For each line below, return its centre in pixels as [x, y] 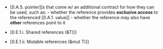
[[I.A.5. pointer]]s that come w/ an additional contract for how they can [82, 7]
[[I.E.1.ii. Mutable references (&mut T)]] [49, 42]
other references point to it [38, 23]
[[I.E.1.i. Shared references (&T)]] [43, 32]
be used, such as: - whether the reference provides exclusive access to [84, 12]
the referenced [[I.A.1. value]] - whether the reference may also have [80, 17]
